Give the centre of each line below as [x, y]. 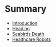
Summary [25, 9]
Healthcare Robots [31, 39]
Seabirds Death [28, 34]
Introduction [25, 23]
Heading [21, 28]
